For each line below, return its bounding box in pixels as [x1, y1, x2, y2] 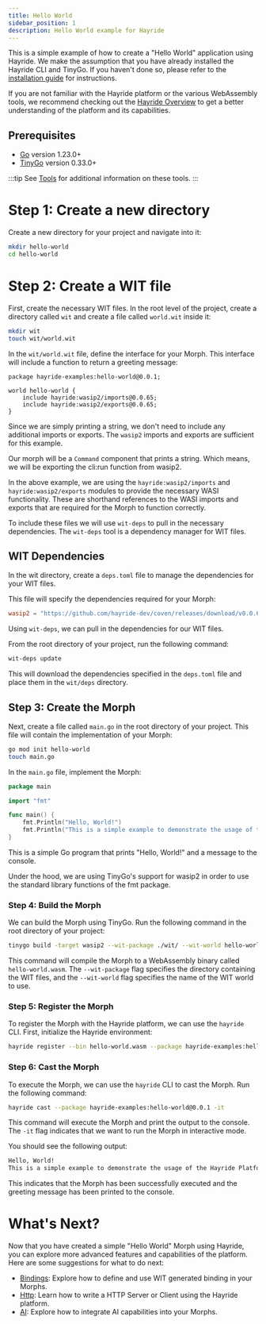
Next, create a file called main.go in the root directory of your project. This [8, 722, 249, 731]
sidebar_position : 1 [8, 19, 77, 27]
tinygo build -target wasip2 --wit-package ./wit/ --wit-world [8, 941, 222, 949]
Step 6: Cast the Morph [8, 1061, 100, 1072]
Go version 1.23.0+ [19, 150, 82, 160]
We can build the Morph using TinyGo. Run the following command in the [8, 918, 247, 927]
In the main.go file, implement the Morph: [8, 767, 142, 776]
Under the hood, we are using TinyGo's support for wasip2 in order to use [8, 871, 249, 881]
